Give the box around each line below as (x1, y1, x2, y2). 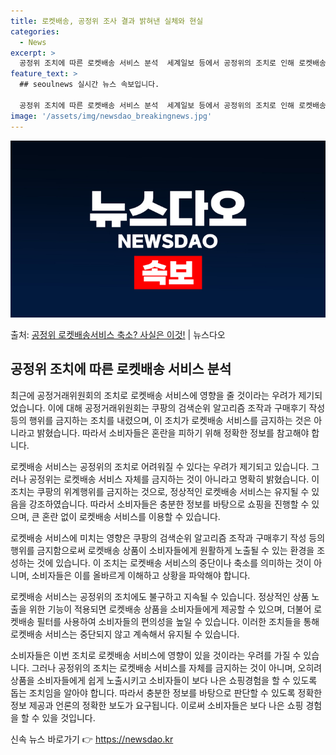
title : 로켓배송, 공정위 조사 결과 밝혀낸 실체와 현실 (10, 16, 204, 26)
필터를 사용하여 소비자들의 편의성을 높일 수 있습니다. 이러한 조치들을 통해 (36, 615, 320, 627)
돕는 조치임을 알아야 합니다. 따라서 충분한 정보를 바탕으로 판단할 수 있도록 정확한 (10, 686, 323, 699)
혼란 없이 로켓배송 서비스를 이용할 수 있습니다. (41, 510, 221, 522)
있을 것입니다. (41, 711, 96, 724)
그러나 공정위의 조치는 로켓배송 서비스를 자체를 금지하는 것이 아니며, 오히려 (31, 661, 323, 674)
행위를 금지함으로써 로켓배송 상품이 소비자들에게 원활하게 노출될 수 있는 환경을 (10, 544, 315, 556)
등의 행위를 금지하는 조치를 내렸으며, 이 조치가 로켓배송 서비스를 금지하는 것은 (10, 414, 312, 426)
